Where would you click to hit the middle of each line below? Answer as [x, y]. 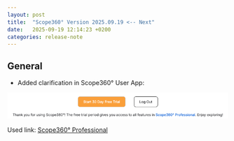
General [25, 66]
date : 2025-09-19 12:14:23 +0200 [59, 29]
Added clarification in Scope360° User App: [81, 83]
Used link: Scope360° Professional [58, 130]
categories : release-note [45, 37]
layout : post [26, 15]
